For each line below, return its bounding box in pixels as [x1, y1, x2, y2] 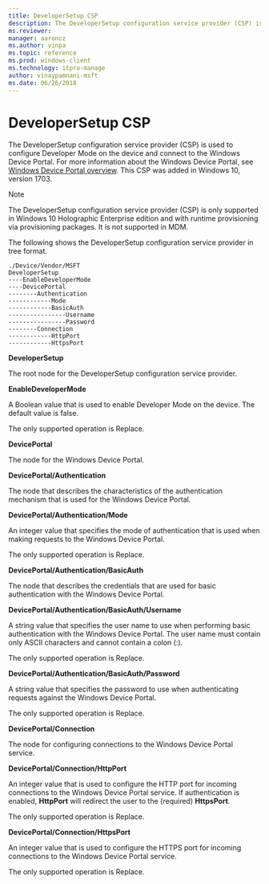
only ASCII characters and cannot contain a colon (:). [8, 638, 183, 647]
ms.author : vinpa [8, 42, 66, 50]
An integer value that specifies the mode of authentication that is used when [8, 526, 260, 536]
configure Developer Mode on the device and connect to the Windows [8, 149, 240, 158]
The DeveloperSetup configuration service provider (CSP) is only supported [8, 206, 259, 215]
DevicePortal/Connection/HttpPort [8, 764, 126, 773]
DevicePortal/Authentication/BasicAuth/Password [8, 669, 180, 678]
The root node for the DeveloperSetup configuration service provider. [8, 369, 238, 378]
